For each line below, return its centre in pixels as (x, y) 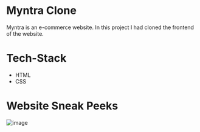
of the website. (25, 33)
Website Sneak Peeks (62, 106)
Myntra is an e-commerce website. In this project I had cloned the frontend (100, 27)
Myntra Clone (42, 11)
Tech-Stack (36, 58)
